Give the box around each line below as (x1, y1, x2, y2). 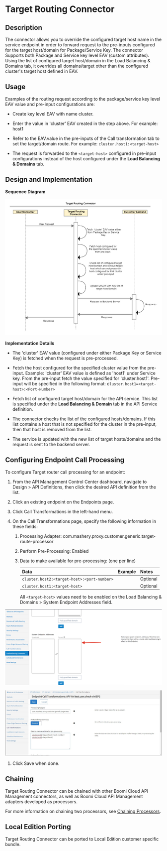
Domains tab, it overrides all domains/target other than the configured (5, 63, 148, 69)
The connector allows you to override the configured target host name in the (5, 36, 162, 42)
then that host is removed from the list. (12, 426, 92, 432)
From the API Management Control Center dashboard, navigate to (12, 479, 147, 485)
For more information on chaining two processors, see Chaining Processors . (5, 808, 162, 814)
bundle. (5, 841, 21, 847)
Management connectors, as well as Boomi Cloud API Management (5, 793, 143, 799)
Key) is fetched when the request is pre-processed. (12, 355, 118, 361)
